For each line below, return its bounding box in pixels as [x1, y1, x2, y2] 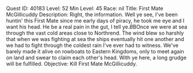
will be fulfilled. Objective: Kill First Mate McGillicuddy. [6, 60, 137, 67]
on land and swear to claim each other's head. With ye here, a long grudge [6, 54, 187, 61]
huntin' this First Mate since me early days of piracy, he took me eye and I [6, 17, 185, 24]
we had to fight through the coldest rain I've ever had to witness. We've [6, 42, 179, 49]
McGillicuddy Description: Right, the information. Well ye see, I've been [6, 11, 178, 18]
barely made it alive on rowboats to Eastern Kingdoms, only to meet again [6, 48, 185, 54]
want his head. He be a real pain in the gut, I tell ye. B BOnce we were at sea [6, 23, 188, 30]
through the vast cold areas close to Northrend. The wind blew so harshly [6, 30, 184, 36]
